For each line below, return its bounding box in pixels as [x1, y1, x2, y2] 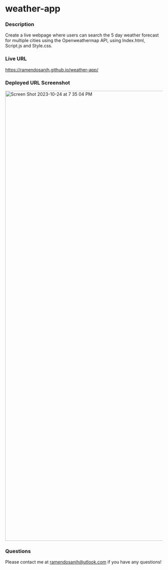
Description [5, 21, 34, 28]
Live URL [5, 55, 27, 62]
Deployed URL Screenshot [5, 79, 70, 86]
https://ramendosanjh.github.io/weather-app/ [5, 66, 98, 72]
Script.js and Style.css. [5, 43, 52, 49]
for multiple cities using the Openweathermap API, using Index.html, [5, 37, 145, 43]
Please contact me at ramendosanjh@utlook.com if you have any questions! [5, 559, 161, 565]
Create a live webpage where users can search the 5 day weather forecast [5, 32, 159, 38]
